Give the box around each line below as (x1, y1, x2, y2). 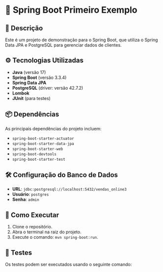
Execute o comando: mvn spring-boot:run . (12, 234, 98, 240)
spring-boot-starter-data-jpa (12, 141, 75, 146)
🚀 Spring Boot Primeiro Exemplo (5, 4, 137, 16)
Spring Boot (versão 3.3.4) (12, 74, 67, 80)
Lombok (12, 90, 29, 96)
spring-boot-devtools (12, 151, 56, 156)
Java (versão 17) (12, 69, 46, 75)
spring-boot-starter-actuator (12, 136, 75, 141)
